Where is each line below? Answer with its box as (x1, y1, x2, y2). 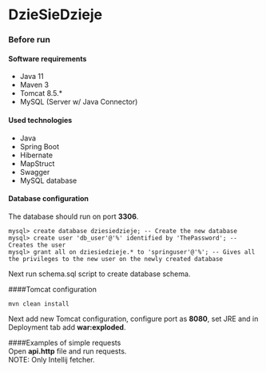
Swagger (19, 167, 50, 176)
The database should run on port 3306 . (8, 212, 139, 221)
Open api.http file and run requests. (8, 346, 127, 356)
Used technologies (8, 115, 73, 125)
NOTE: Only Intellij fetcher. (8, 354, 95, 364)
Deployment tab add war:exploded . (8, 322, 126, 332)
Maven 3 (19, 80, 50, 89)
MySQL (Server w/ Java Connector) (19, 97, 138, 107)
